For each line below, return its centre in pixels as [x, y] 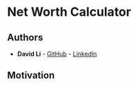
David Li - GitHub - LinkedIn [57, 54]
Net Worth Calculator [69, 12]
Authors [25, 37]
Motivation [31, 75]
